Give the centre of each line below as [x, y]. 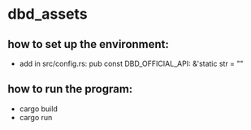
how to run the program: [70, 89]
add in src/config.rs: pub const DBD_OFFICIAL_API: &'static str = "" [132, 63]
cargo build [38, 108]
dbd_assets [48, 14]
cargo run [36, 117]
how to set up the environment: [89, 44]
